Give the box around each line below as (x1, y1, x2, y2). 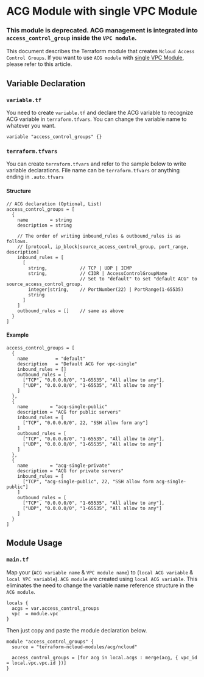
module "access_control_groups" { (6, 639, 94, 645)
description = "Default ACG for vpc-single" (17, 360, 138, 367)
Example (6, 331, 29, 338)
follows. (6, 238, 29, 244)
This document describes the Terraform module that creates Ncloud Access (6, 48, 195, 55)
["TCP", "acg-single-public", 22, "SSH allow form (22, 478, 154, 485)
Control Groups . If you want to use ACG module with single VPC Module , (6, 54, 185, 62)
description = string (17, 222, 72, 229)
